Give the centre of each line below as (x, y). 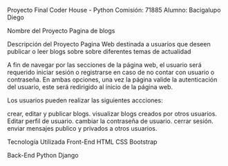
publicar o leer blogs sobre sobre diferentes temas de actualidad (99, 52)
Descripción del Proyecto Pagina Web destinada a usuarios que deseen (109, 44)
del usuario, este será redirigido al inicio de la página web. (90, 87)
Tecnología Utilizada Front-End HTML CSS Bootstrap (82, 142)
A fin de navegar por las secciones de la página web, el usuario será (104, 65)
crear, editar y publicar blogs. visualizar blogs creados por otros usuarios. (112, 114)
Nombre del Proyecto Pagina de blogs (61, 31)
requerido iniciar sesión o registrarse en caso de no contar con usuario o (111, 72)
